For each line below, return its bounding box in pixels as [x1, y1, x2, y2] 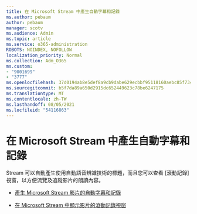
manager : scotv [6, 25, 43, 31]
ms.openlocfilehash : [6, 80, 57, 86]
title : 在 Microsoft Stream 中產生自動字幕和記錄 [6, 8, 120, 15]
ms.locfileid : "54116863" [6, 107, 69, 113]
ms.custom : [6, 63, 33, 69]
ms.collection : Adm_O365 [6, 58, 67, 63]
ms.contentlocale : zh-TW [6, 96, 67, 102]
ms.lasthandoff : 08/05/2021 [6, 101, 75, 108]
